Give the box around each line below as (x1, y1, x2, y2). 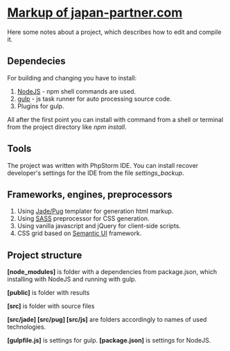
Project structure (7, 249, 82, 261)
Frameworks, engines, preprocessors (7, 189, 173, 200)
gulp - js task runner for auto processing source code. (17, 94, 172, 103)
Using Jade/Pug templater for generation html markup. (17, 207, 174, 216)
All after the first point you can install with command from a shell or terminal (7, 115, 224, 123)
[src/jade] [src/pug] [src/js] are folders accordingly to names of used (7, 316, 207, 324)
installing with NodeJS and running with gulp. (7, 275, 137, 284)
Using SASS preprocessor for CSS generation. (17, 214, 150, 223)
